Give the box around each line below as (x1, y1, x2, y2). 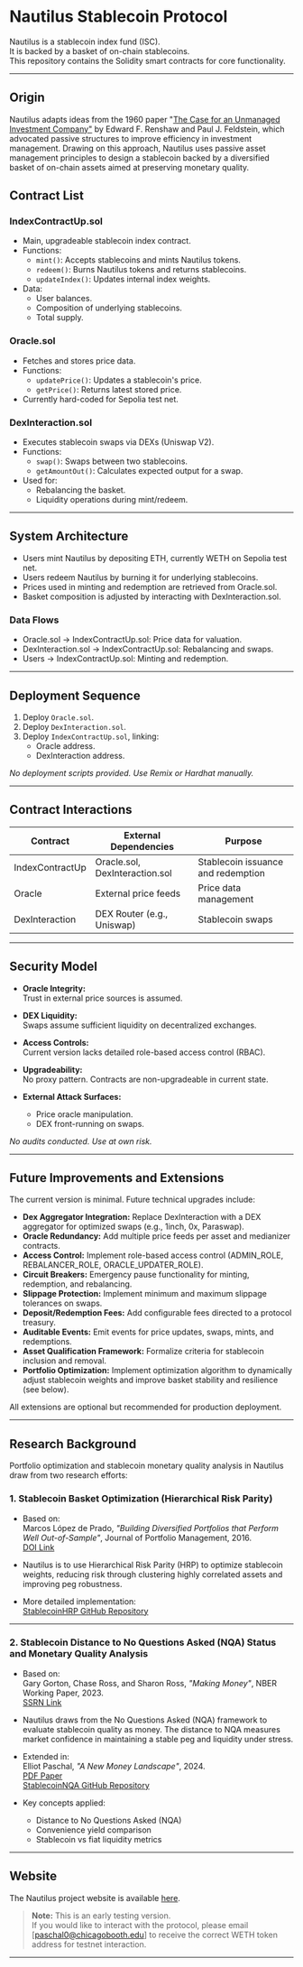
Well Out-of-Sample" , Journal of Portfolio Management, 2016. (22, 1532, 252, 1543)
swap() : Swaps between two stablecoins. (35, 456, 188, 466)
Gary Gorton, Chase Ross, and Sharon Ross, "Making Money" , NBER (22, 1677, 278, 1688)
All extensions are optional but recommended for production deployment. (9, 1401, 282, 1413)
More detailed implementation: (22, 1595, 137, 1607)
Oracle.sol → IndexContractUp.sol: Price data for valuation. (22, 634, 243, 645)
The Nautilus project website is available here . (9, 1892, 180, 1903)
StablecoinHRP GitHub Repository (22, 1605, 149, 1616)
